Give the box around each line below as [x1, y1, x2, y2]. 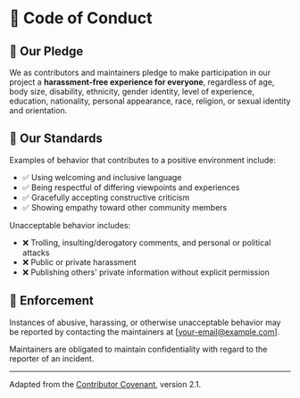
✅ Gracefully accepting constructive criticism [21, 192, 190, 203]
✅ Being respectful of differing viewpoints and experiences [21, 182, 240, 193]
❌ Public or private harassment [21, 256, 137, 267]
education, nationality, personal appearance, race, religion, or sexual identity [9, 95, 291, 106]
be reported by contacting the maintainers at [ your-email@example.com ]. [9, 326, 280, 337]
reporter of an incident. [9, 352, 95, 364]
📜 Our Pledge [9, 44, 84, 59]
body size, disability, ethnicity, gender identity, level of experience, [9, 87, 254, 96]
